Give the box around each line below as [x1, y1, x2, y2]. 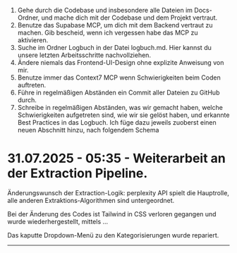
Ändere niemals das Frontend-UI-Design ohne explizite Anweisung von [17, 58, 224, 66]
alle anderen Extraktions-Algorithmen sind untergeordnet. [7, 196, 175, 204]
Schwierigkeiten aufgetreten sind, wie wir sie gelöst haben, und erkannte [17, 111, 230, 119]
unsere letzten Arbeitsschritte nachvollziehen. [17, 51, 152, 59]
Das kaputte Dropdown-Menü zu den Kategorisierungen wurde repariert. [7, 230, 219, 239]
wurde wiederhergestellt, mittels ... [7, 217, 109, 226]
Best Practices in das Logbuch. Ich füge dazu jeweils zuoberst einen [17, 118, 217, 126]
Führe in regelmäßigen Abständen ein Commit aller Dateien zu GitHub [17, 88, 220, 97]
